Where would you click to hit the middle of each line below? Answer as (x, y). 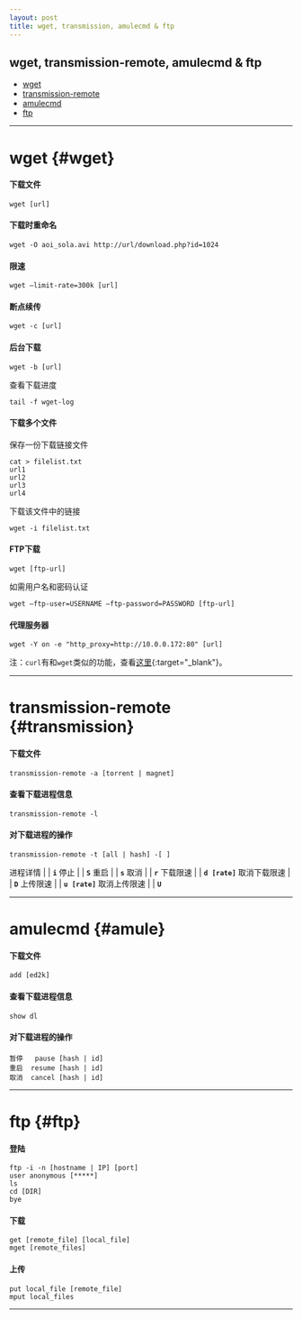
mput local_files (42, 1296)
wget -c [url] (36, 326)
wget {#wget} (62, 158)
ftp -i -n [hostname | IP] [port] (74, 1168)
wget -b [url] (36, 367)
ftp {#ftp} (45, 1121)
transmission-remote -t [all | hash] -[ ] (90, 854)
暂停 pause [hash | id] (56, 1058)
